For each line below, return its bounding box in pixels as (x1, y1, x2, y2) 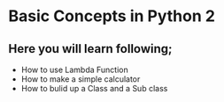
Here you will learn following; (8, 41, 173, 56)
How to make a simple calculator (20, 74, 141, 84)
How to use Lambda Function (20, 64, 129, 75)
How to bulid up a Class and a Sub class (20, 84, 168, 93)
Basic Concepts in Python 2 (8, 6, 216, 26)
